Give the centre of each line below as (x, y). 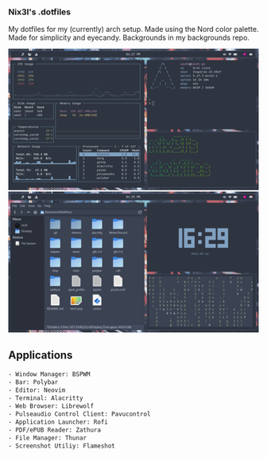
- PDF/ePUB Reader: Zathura (55, 430)
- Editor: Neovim (37, 390)
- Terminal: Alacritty (46, 398)
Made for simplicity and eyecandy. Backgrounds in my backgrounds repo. (129, 37)
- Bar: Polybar (33, 382)
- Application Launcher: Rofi (58, 422)
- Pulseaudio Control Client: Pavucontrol (79, 414)
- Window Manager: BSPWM (49, 374)
